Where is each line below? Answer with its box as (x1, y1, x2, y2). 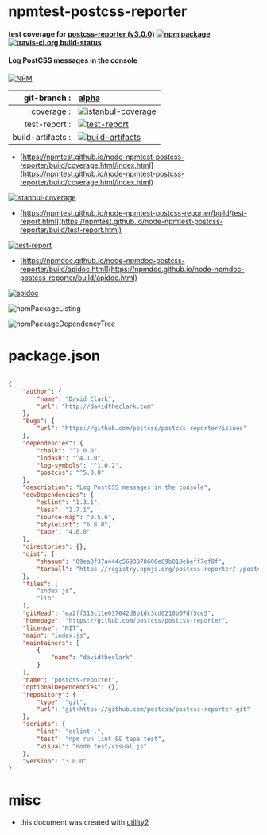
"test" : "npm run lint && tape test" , (37, 735, 165, 743)
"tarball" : (37, 565, 73, 573)
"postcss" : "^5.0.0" (37, 468, 105, 477)
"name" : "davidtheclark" (50, 654, 133, 662)
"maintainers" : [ (22, 639, 80, 647)
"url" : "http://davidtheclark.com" (37, 402, 155, 410)
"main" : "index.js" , (22, 631, 91, 639)
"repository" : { (22, 690, 77, 698)
